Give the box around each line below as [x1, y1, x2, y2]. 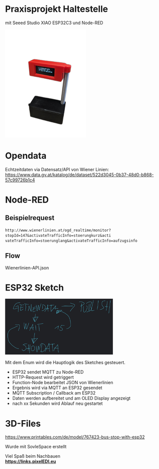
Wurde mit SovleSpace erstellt [5, 444, 67, 450]
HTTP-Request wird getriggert [12, 374, 74, 380]
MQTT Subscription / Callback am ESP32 [12, 390, 96, 396]
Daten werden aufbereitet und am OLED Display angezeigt [12, 396, 131, 401]
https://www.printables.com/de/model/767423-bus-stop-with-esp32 [5, 434, 145, 440]
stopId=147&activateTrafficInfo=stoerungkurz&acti [5, 233, 111, 238]
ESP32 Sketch [5, 282, 64, 293]
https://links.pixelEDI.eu [5, 459, 56, 465]
